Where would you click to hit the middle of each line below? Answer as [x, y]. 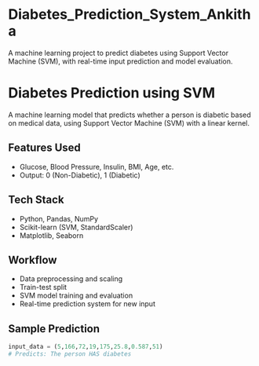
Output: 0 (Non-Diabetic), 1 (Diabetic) [80, 175]
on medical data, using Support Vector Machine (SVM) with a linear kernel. [129, 123]
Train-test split [43, 287]
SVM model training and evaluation [76, 295]
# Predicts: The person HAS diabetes [70, 354]
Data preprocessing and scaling [71, 279]
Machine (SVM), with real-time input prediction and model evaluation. [120, 61]
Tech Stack [36, 200]
